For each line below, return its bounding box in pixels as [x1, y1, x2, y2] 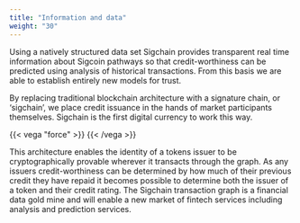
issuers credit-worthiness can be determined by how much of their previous [9, 165, 292, 176]
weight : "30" [9, 22, 59, 31]
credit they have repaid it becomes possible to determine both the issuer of [9, 174, 289, 185]
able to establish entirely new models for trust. [9, 75, 182, 85]
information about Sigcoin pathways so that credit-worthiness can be [9, 56, 267, 67]
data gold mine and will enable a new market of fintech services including [9, 194, 283, 205]
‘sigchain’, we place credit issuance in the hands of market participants [9, 102, 273, 112]
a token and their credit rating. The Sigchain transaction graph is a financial [9, 184, 288, 195]
